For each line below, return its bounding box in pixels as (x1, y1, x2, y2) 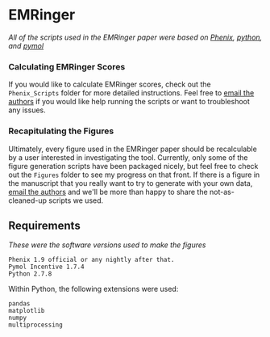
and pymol (8, 40, 44, 50)
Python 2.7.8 (8, 270, 52, 278)
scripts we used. (48, 196, 104, 205)
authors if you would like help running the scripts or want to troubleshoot (8, 97, 250, 107)
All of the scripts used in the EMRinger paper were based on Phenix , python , (8, 32, 263, 42)
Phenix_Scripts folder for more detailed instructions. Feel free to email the (8, 88, 255, 98)
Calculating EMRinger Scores (8, 61, 126, 72)
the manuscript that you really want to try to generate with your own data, (8, 178, 253, 187)
